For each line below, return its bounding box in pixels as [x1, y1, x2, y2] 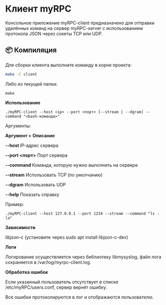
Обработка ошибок [5, 269, 48, 275]
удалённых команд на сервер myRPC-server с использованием [5, 25, 143, 31]
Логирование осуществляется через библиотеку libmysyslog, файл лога [5, 254, 161, 260]
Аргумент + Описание [5, 132, 55, 138]
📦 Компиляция [5, 46, 57, 55]
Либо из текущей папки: [5, 81, 58, 87]
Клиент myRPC [5, 3, 72, 15]
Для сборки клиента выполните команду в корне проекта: [5, 62, 132, 68]
